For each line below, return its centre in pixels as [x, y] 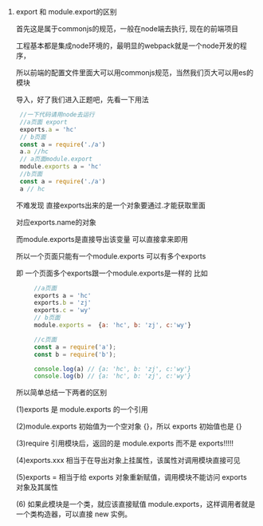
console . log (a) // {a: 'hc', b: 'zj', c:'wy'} [112, 369]
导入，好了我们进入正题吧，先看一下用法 [82, 99]
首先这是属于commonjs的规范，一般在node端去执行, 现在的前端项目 [127, 29]
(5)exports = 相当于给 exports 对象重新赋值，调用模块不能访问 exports [131, 477]
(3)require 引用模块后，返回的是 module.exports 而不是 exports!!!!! [124, 443]
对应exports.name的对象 [56, 222]
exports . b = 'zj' [63, 303]
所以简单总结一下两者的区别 [61, 393]
